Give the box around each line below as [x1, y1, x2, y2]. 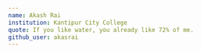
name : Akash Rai [8, 11, 61, 19]
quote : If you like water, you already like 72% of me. [8, 26, 194, 34]
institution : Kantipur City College [8, 19, 127, 26]
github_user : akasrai [8, 33, 79, 41]
